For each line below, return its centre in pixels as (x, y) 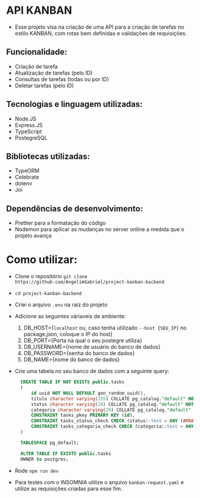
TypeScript (28, 131)
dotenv (24, 183)
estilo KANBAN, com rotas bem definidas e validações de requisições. (101, 33)
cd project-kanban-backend (48, 294)
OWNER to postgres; (44, 459)
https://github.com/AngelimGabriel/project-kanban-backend (90, 282)
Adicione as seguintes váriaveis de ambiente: (70, 316)
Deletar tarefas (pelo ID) (44, 85)
